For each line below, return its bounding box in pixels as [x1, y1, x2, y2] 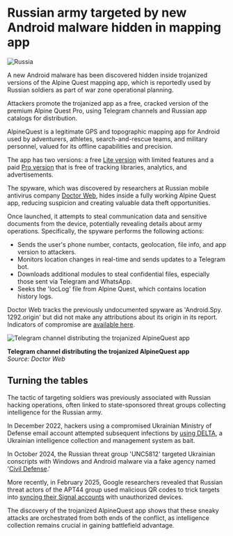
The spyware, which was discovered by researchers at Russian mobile [7, 184, 209, 192]
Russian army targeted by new [7, 5, 187, 21]
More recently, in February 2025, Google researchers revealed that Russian [7, 478, 223, 486]
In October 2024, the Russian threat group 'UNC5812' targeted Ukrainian [7, 450, 216, 458]
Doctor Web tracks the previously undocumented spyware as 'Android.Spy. [7, 305, 223, 314]
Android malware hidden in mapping [7, 19, 221, 35]
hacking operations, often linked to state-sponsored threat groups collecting [7, 400, 226, 409]
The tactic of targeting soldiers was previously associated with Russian [7, 393, 211, 401]
